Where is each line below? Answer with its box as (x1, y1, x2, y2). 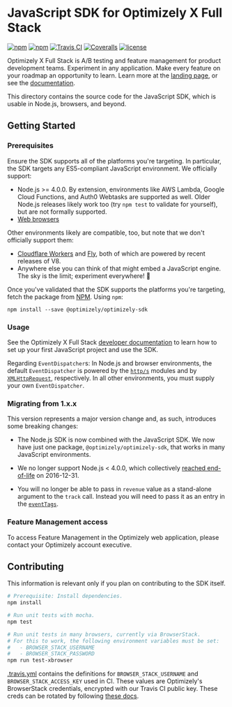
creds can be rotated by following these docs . (7, 692, 139, 700)
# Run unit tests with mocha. (7, 612, 95, 619)
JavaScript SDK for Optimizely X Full (7, 5, 223, 21)
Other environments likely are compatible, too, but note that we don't (7, 228, 205, 237)
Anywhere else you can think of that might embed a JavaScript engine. (17, 264, 222, 272)
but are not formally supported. (17, 207, 107, 216)
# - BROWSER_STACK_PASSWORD (7, 650, 95, 657)
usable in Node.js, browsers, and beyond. (7, 99, 127, 108)
